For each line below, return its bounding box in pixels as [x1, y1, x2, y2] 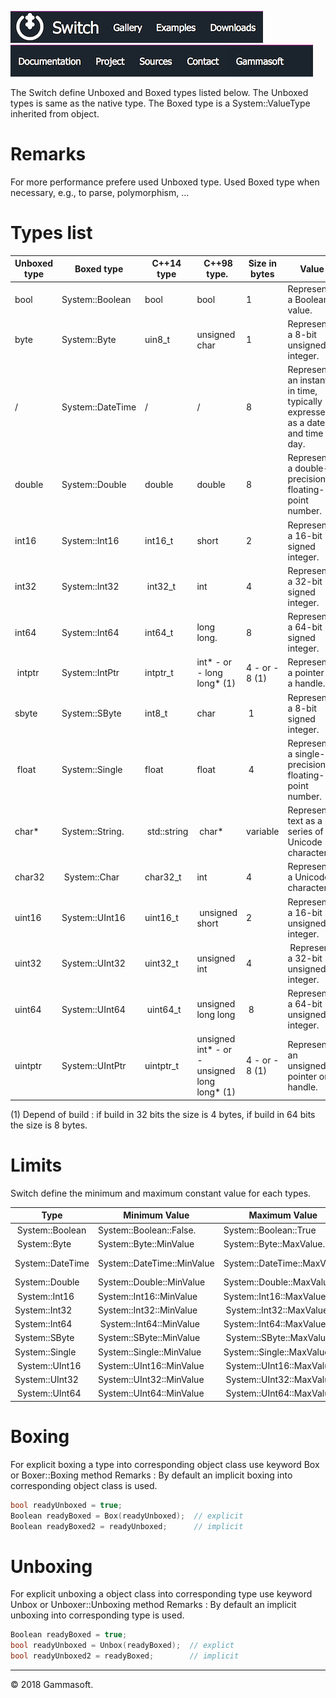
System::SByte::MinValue [97, 1332, 201, 1344]
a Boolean [287, 293, 329, 305]
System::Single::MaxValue [223, 1346, 330, 1358]
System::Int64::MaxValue [223, 1318, 327, 1330]
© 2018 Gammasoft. [10, 1678, 94, 1690]
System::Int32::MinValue [97, 1304, 198, 1316]
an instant [287, 374, 328, 386]
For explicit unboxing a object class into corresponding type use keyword [10, 1588, 313, 1600]
